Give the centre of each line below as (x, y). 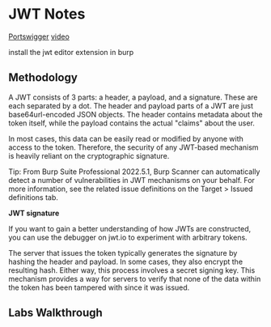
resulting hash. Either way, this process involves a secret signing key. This (132, 270)
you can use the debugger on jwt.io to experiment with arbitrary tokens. (128, 237)
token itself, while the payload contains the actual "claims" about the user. (131, 123)
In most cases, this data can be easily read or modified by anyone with (126, 138)
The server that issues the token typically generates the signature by (123, 253)
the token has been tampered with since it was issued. (99, 287)
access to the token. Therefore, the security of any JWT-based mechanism (133, 147)
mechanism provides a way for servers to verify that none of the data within (135, 278)
